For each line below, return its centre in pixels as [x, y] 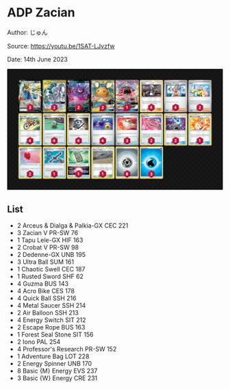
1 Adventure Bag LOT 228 [53, 356]
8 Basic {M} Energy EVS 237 [57, 371]
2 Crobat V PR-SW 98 [48, 247]
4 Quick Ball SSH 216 [47, 298]
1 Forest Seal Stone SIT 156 [55, 335]
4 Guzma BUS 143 [43, 284]
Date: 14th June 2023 [38, 59]
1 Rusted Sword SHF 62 [50, 277]
